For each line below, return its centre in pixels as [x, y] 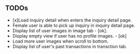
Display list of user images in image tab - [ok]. [60, 30]
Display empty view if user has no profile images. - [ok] [69, 36]
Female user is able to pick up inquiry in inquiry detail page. [74, 25]
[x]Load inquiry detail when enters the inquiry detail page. [72, 20]
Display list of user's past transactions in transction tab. [70, 46]
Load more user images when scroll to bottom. [60, 41]
